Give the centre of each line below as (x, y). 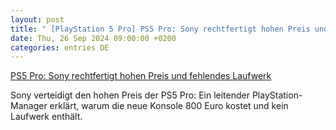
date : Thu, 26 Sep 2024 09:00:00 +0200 (93, 38)
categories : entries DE (60, 47)
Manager (29, 106)
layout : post (37, 19)
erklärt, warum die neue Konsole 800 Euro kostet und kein (169, 106)
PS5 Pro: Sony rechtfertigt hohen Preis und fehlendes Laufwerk (141, 76)
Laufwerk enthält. (46, 117)
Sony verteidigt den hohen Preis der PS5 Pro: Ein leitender (130, 95)
